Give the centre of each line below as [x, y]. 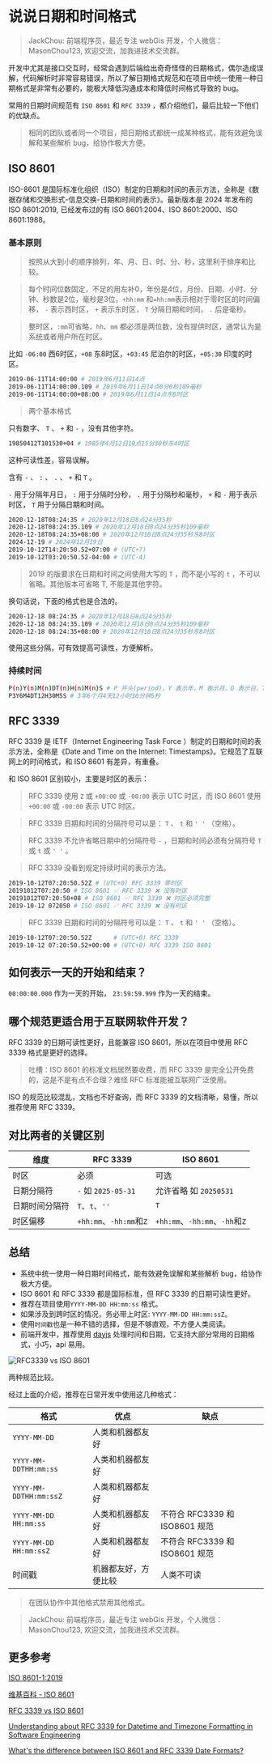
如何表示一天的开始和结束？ [78, 972]
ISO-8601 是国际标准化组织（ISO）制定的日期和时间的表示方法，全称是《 [130, 189]
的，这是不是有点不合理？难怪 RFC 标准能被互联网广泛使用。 [130, 1080]
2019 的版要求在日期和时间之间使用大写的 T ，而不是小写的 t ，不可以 [144, 574]
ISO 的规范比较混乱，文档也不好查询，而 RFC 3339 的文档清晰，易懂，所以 [134, 1097]
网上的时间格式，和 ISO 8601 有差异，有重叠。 [86, 762]
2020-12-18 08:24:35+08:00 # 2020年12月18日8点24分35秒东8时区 [112, 631]
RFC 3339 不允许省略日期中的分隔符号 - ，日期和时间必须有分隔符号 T [144, 841]
